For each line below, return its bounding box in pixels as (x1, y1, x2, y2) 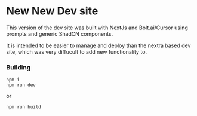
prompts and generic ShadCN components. (6, 30, 113, 37)
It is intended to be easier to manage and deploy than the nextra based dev (6, 42, 191, 49)
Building (6, 63, 31, 71)
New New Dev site (6, 4, 98, 18)
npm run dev (6, 82, 36, 88)
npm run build (6, 104, 42, 110)
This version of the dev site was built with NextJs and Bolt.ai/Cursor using (6, 24, 188, 31)
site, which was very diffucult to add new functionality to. (6, 48, 147, 55)
